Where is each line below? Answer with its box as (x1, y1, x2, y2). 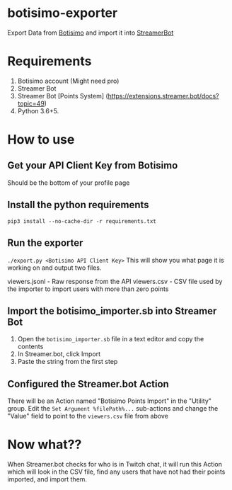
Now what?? (7, 437, 82, 452)
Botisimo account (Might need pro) (17, 76, 120, 85)
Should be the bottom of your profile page (7, 178, 130, 187)
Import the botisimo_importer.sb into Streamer (7, 304, 217, 317)
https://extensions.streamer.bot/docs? (108, 91, 219, 100)
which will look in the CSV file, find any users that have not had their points (7, 467, 226, 476)
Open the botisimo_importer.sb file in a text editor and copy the (17, 335, 204, 343)
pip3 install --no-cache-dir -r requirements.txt (7, 217, 157, 224)
